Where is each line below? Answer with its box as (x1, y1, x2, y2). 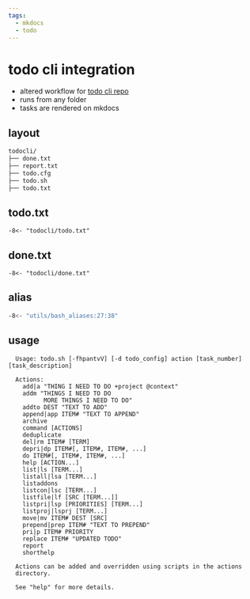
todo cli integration (8, 60, 135, 78)
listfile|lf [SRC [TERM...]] (22, 493, 119, 501)
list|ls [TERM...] (22, 465, 83, 473)
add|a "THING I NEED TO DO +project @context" (22, 382, 179, 390)
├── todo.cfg (8, 169, 51, 177)
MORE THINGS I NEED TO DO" (43, 396, 133, 404)
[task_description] (8, 362, 73, 370)
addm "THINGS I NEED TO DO (22, 389, 112, 397)
